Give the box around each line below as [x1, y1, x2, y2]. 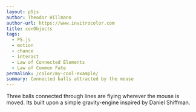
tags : [6, 31, 20, 37]
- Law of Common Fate [11, 64, 67, 71]
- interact [11, 54, 39, 60]
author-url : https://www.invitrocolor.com [6, 20, 115, 26]
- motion [11, 43, 34, 49]
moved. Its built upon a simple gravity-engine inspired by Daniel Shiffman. [6, 99, 191, 106]
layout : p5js [6, 8, 39, 15]
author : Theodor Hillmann [6, 14, 71, 20]
